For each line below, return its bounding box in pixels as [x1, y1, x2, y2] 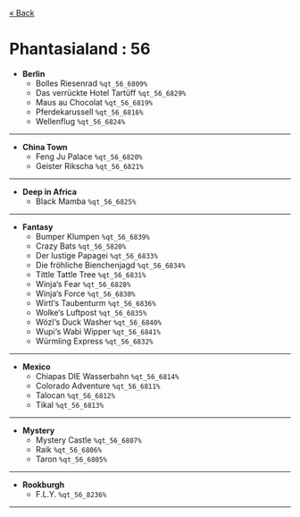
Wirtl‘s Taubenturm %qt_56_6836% [35, 297, 156, 308]
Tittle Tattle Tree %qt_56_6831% [35, 268, 146, 280]
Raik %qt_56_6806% [35, 444, 103, 454]
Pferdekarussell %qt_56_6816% [35, 106, 144, 117]
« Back [9, 8, 35, 18]
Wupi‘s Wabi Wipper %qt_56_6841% [35, 326, 161, 336]
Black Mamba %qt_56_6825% [35, 196, 137, 207]
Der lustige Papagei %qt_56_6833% [35, 250, 159, 260]
